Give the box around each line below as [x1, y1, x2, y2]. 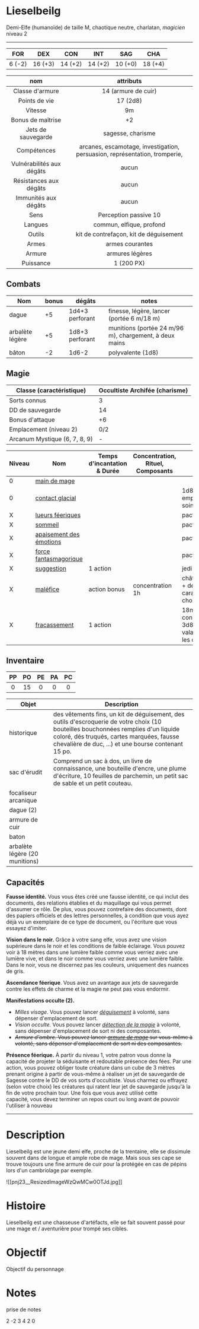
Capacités [6, 877, 45, 887]
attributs [117, 77, 142, 85]
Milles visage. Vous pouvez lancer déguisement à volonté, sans [14, 1008, 170, 1016]
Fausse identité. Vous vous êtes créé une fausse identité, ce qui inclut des [6, 893, 189, 900]
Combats [6, 279, 41, 289]
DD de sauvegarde [9, 405, 61, 414]
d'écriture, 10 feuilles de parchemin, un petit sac [53, 772, 188, 780]
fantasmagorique [35, 554, 83, 563]
